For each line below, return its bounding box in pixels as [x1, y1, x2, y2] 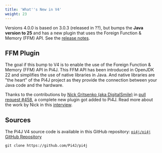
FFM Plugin [5, 49, 40, 57]
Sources [5, 116, 31, 124]
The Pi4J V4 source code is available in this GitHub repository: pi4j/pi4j [5, 129, 151, 135]
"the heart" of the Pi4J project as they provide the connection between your [5, 77, 158, 83]
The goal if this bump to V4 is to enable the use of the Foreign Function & [5, 62, 151, 68]
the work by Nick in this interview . [5, 102, 73, 108]
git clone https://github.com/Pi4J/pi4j [5, 143, 88, 148]
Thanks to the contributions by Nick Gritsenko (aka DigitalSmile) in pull [5, 92, 146, 97]
